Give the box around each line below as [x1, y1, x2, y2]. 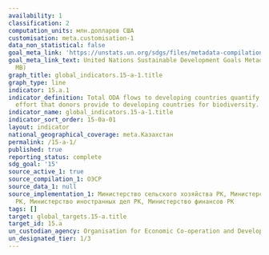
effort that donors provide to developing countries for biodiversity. [15, 101, 260, 109]
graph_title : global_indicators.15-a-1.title [8, 71, 163, 79]
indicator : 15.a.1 [8, 86, 70, 94]
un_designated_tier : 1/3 [8, 235, 91, 243]
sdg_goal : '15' [8, 161, 59, 169]
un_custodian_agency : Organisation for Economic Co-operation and [8, 227, 235, 236]
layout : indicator [8, 123, 70, 131]
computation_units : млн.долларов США [8, 26, 134, 34]
